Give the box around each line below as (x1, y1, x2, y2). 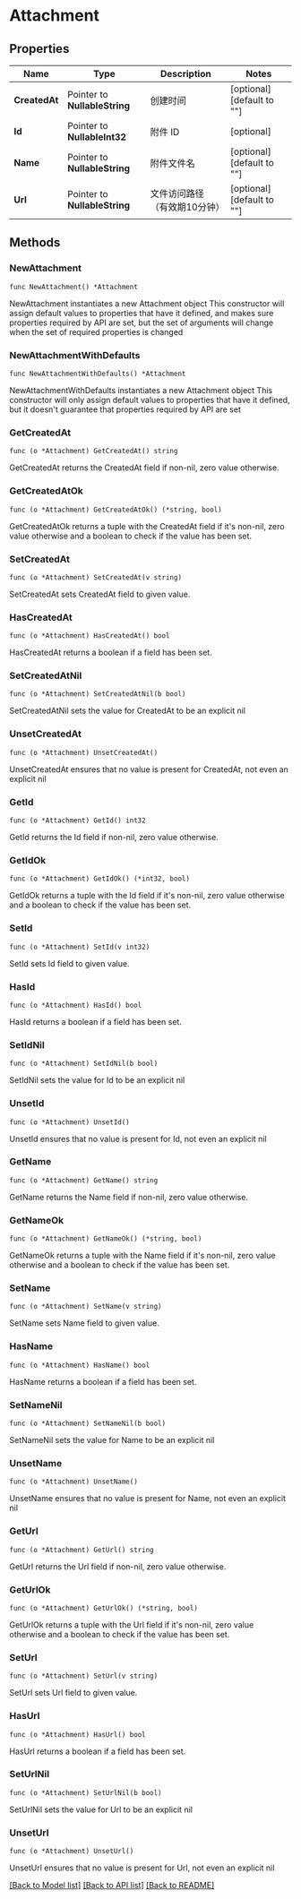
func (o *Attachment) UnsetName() (9, 1477, 139, 1487)
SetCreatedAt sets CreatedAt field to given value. (9, 589, 191, 599)
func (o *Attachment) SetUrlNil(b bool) (9, 1788, 163, 1797)
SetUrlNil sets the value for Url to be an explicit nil (9, 1804, 193, 1815)
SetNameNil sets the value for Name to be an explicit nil (9, 1435, 215, 1446)
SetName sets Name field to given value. (9, 1318, 159, 1328)
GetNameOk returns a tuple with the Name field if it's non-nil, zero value (9, 1250, 276, 1261)
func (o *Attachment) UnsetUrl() (9, 1847, 134, 1856)
